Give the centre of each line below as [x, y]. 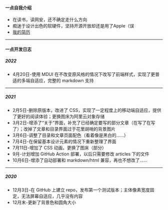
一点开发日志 [18, 49]
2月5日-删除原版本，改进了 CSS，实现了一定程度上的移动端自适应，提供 [87, 110]
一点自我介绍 [18, 7]
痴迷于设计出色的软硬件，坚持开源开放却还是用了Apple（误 [73, 26]
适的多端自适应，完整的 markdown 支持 [53, 80]
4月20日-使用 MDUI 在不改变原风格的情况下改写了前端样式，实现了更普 [86, 74]
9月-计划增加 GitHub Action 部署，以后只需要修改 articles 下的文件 [81, 154]
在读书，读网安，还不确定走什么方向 [50, 19]
